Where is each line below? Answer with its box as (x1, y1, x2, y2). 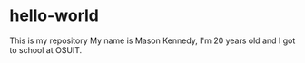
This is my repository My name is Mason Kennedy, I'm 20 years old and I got (9, 35, 296, 46)
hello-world (9, 5, 100, 26)
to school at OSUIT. (9, 44, 83, 55)
